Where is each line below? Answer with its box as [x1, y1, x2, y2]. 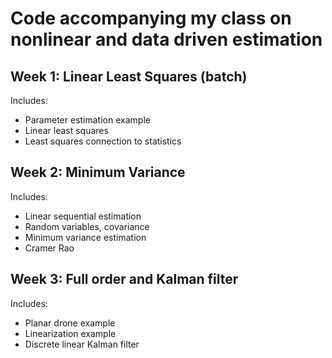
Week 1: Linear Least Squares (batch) [10, 68, 248, 85]
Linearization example [24, 327, 117, 339]
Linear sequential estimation [24, 210, 142, 222]
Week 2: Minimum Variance [10, 164, 186, 181]
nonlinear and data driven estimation [10, 28, 323, 51]
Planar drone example [24, 317, 116, 329]
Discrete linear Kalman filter [24, 338, 140, 350]
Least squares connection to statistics [24, 135, 182, 147]
